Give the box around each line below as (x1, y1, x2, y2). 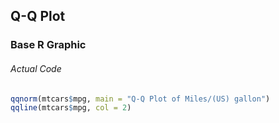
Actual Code (10, 62, 62, 74)
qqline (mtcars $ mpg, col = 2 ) (10, 103, 132, 113)
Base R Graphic (10, 38, 87, 52)
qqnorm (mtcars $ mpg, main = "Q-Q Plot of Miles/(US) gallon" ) (10, 94, 271, 104)
